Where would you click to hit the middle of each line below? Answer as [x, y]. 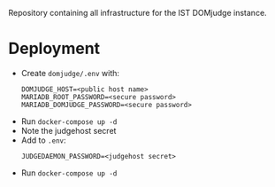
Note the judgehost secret [69, 130]
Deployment [54, 49]
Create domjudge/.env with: [70, 73]
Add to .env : [44, 140]
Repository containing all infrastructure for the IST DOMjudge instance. [137, 13]
